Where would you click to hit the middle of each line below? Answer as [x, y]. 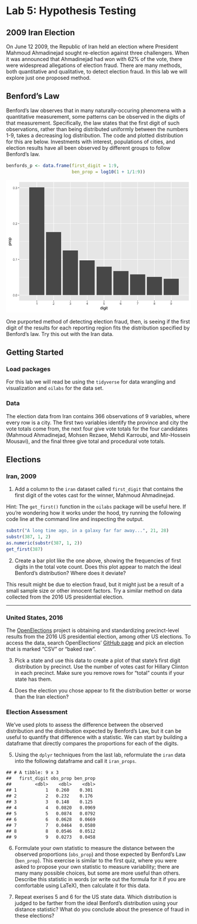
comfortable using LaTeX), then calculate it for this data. [82, 886]
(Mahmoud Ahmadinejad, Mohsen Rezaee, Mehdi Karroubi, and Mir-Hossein [98, 435]
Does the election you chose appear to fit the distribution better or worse [103, 691]
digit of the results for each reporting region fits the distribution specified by [98, 328]
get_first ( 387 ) [25, 549]
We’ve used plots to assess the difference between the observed [84, 725]
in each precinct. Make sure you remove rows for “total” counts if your [99, 673]
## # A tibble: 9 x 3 [33, 773]
